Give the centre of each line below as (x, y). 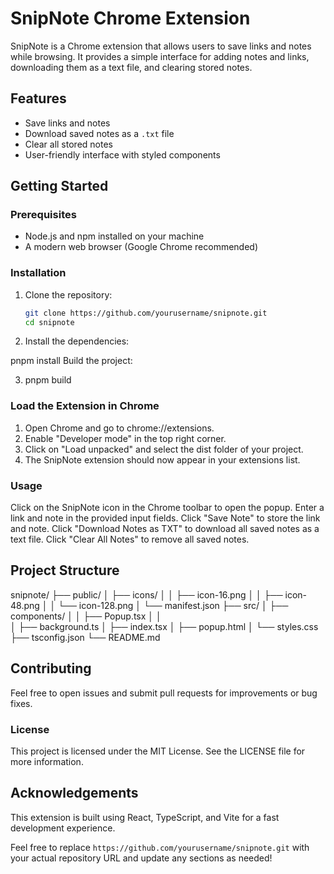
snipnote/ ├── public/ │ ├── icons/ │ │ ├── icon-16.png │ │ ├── (146, 594)
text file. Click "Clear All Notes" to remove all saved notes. (130, 539)
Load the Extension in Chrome (85, 406)
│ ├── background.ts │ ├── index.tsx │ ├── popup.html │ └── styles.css (164, 626)
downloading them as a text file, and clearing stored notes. (131, 67)
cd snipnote (49, 322)
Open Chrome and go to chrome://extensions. (119, 428)
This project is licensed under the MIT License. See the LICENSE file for (158, 751)
